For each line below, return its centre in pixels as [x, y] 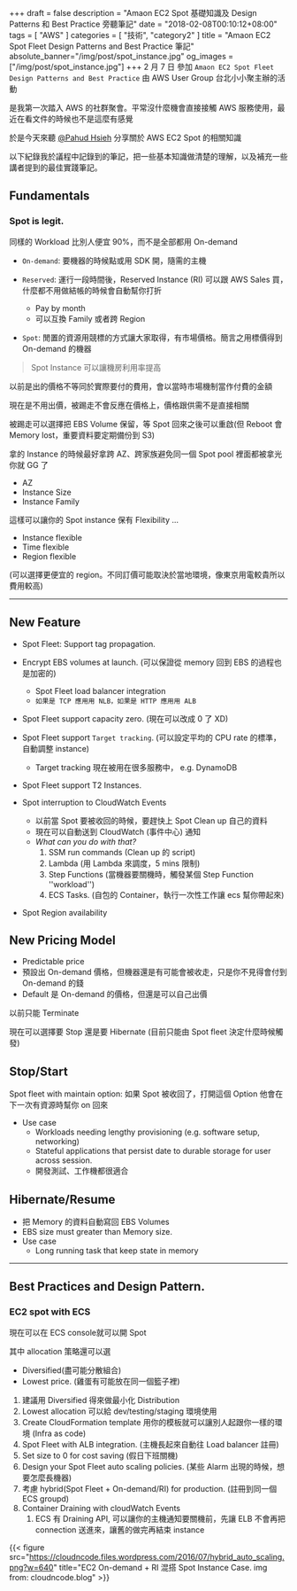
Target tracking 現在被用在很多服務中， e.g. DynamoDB [136, 767]
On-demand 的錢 [53, 983]
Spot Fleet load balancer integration [100, 690]
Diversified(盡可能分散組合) [72, 1370]
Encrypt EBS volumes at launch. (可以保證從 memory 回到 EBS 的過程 [148, 662]
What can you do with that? [86, 841]
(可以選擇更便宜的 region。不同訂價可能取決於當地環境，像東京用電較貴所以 [147, 574]
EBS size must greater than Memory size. [97, 1231]
